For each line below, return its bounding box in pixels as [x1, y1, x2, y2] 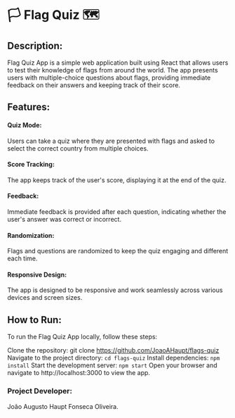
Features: [7, 101, 51, 113]
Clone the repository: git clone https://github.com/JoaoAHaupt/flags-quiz [7, 346, 220, 355]
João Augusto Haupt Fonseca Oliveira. [7, 402, 119, 410]
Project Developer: [7, 386, 72, 396]
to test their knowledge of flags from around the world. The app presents [7, 66, 219, 74]
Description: [7, 39, 63, 51]
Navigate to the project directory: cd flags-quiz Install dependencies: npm [7, 354, 220, 362]
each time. [7, 254, 38, 262]
